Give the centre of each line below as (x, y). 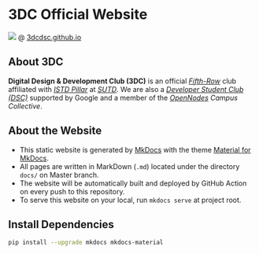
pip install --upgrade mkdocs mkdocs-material (86, 243)
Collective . (26, 106)
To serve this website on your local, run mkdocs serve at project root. (130, 200)
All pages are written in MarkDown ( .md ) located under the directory (129, 166)
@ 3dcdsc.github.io (50, 37)
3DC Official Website (78, 15)
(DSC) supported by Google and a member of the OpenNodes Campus (123, 98)
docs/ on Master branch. (59, 175)
